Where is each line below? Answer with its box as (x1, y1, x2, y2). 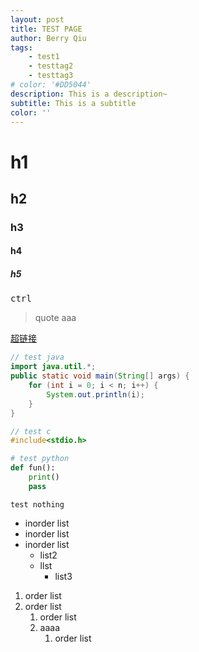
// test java (10, 352, 65, 363)
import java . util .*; (10, 362, 97, 372)
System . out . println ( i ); (46, 389, 145, 400)
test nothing (10, 499, 65, 510)
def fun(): (10, 463, 56, 473)
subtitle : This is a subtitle (10, 98, 137, 108)
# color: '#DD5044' (10, 80, 92, 90)
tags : (10, 42, 33, 53)
